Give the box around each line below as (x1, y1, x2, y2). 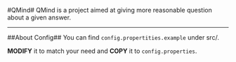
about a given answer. (7, 13, 72, 22)
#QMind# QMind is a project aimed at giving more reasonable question (7, 6, 212, 14)
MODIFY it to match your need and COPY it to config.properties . (7, 47, 197, 55)
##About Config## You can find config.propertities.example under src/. (7, 33, 220, 41)
